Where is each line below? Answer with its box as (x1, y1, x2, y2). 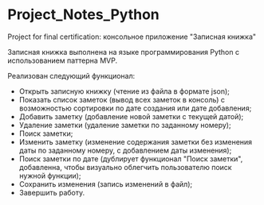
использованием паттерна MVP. (7, 56, 117, 65)
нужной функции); (18, 171, 81, 180)
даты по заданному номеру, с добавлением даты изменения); (18, 145, 232, 155)
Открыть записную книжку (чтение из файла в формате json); (18, 86, 231, 96)
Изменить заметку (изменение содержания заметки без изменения (18, 137, 253, 146)
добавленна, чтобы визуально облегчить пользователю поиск (18, 162, 232, 172)
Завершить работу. (18, 188, 85, 197)
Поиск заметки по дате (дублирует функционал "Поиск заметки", (18, 153, 243, 164)
